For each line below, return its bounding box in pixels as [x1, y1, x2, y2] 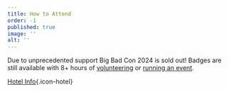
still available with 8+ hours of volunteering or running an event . [7, 64, 194, 72]
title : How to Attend [7, 10, 72, 18]
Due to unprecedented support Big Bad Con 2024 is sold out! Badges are [7, 56, 222, 64]
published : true [7, 23, 55, 30]
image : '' [7, 30, 37, 38]
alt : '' [7, 37, 31, 44]
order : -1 [7, 17, 37, 24]
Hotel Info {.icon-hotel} [7, 77, 73, 86]
